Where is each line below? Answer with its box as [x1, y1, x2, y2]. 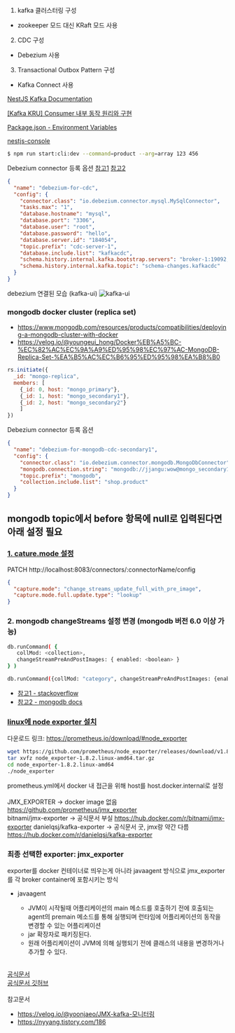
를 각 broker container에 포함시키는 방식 [7, 875, 119, 884]
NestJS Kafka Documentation [7, 95, 93, 103]
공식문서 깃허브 [7, 979, 49, 987]
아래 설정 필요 [7, 526, 63, 538]
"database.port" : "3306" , [20, 217, 96, 224]
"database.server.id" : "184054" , [20, 236, 117, 243]
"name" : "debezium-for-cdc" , [13, 184, 99, 191]
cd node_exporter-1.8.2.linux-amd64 [7, 761, 114, 768]
